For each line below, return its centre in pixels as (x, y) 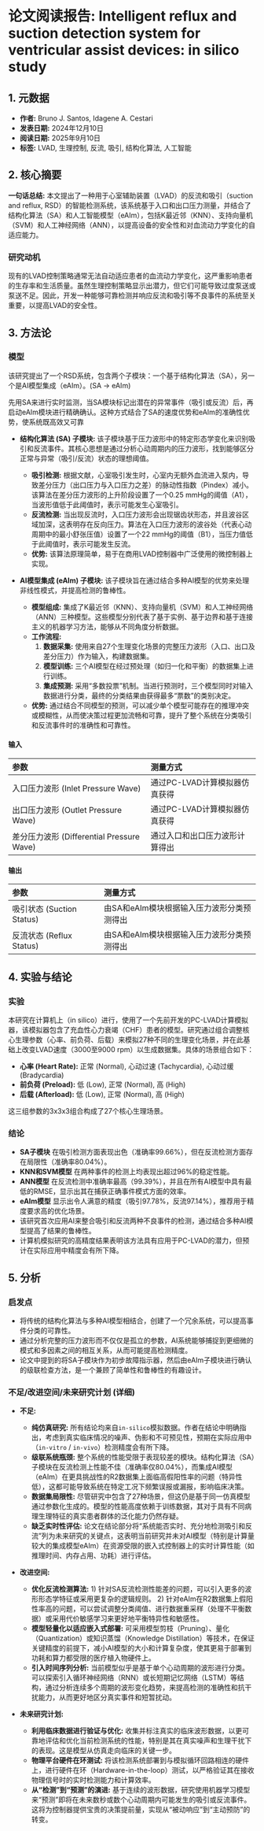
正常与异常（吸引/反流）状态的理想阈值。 (86, 458)
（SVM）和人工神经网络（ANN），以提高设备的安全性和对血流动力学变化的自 (132, 224)
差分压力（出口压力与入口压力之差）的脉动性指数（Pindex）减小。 (146, 484)
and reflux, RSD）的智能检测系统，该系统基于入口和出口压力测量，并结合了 (130, 205)
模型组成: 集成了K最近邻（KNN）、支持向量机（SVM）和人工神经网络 (142, 606)
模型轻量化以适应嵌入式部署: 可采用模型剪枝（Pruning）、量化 (130, 1629)
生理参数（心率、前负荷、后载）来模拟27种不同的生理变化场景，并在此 (129, 1040)
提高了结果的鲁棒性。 (61, 1231)
